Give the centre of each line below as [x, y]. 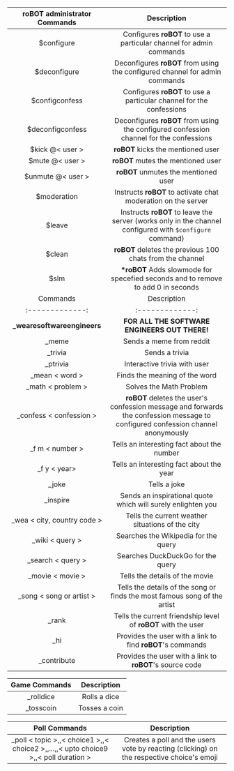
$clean [57, 254]
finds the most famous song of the [166, 596]
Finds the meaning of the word [167, 375]
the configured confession [167, 129]
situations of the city [167, 524]
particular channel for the [166, 100]
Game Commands [41, 685]
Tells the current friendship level [166, 616]
